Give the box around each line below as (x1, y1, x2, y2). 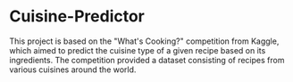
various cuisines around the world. (9, 64, 137, 75)
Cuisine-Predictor (9, 6, 146, 27)
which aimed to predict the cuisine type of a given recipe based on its (9, 45, 266, 55)
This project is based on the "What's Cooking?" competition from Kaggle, (9, 36, 280, 46)
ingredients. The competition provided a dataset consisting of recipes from (9, 54, 285, 65)
